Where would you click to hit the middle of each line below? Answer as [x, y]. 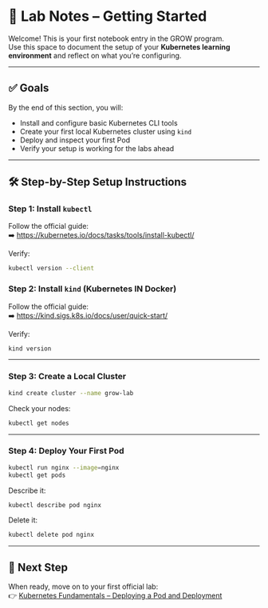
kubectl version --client [51, 268]
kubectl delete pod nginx [51, 535]
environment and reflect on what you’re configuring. [95, 55]
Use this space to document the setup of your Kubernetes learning [119, 46]
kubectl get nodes [39, 423]
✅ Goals [29, 88]
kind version [30, 348]
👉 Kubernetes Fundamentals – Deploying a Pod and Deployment [115, 596]
